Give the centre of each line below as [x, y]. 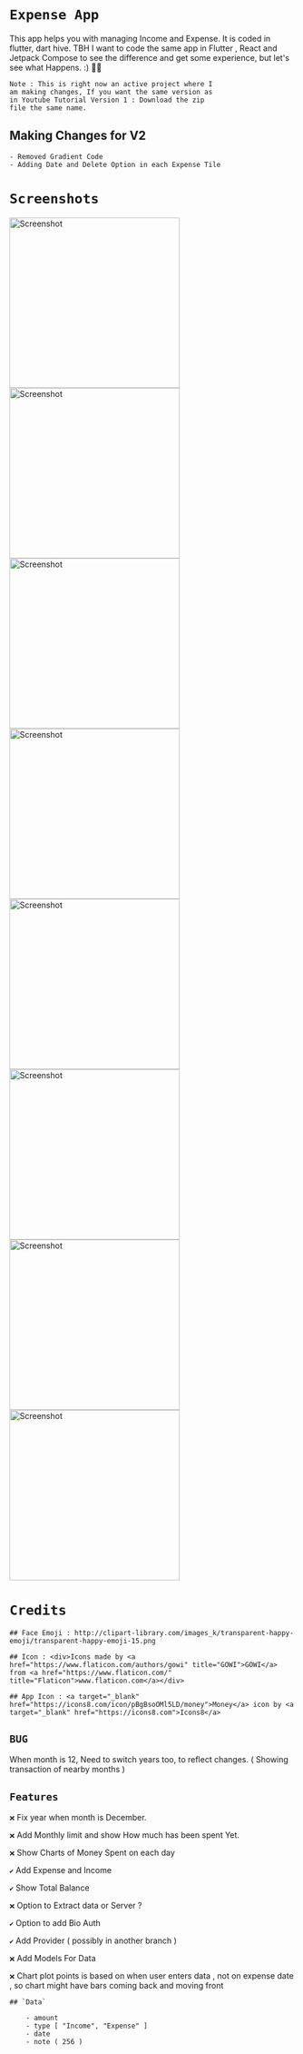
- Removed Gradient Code [56, 156]
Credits [38, 1610]
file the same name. [49, 108]
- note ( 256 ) [54, 2042]
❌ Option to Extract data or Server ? [76, 1906]
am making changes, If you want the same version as [111, 92]
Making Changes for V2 [78, 136]
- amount [42, 2019]
